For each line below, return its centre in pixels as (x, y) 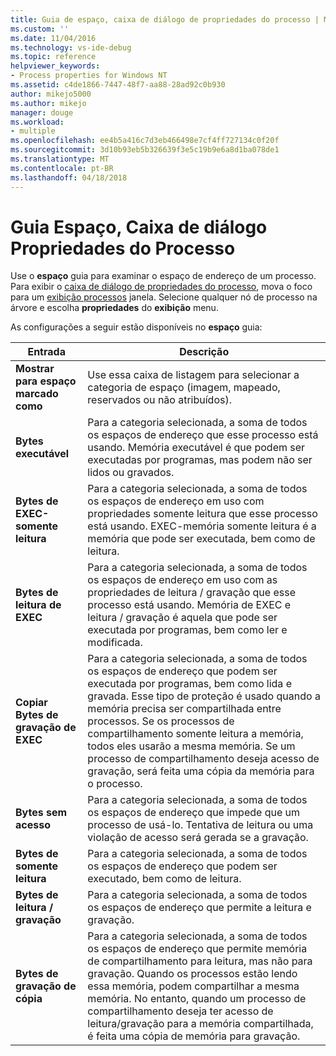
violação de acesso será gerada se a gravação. (198, 838)
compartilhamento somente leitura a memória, (195, 734)
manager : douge (42, 112)
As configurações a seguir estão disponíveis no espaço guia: (136, 327)
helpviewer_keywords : (55, 66)
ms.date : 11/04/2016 (53, 38)
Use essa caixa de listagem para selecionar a (193, 375)
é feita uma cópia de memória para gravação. (194, 1036)
